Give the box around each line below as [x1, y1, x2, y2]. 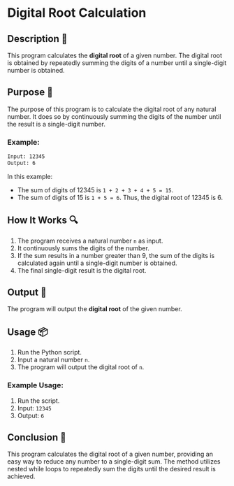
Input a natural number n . [17, 355, 90, 364]
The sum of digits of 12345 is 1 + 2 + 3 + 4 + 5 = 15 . [17, 185, 174, 194]
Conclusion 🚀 [7, 431, 66, 443]
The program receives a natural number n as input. [17, 236, 163, 245]
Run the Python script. [17, 348, 82, 357]
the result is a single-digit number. [7, 120, 106, 128]
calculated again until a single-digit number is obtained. [17, 259, 177, 267]
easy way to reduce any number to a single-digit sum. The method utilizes [7, 457, 221, 466]
